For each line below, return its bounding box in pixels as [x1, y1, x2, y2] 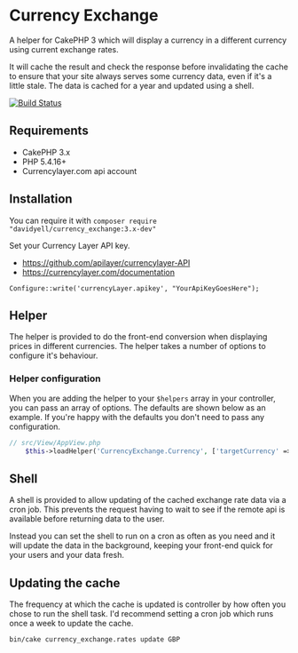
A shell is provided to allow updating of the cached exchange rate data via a [9, 495, 286, 506]
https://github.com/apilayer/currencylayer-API [21, 257, 191, 267]
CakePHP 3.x [21, 147, 71, 157]
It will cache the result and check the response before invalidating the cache [9, 61, 288, 72]
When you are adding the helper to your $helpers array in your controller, [9, 393, 277, 403]
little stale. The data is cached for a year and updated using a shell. [9, 80, 255, 91]
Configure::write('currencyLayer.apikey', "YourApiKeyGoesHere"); [9, 283, 260, 293]
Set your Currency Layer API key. [9, 240, 130, 251]
